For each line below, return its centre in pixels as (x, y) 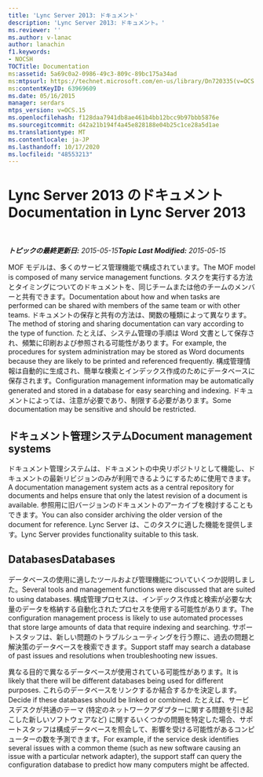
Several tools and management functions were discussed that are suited (139, 589)
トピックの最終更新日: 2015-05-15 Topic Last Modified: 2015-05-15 (117, 251)
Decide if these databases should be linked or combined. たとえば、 (119, 699)
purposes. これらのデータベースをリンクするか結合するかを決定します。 (125, 690)
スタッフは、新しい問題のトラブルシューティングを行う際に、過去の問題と (135, 636)
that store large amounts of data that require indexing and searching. (119, 627)
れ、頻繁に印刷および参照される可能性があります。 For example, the (117, 343)
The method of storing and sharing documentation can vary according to (126, 324)
